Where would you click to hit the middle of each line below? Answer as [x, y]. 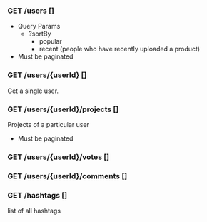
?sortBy [40, 34]
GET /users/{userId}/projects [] [63, 109]
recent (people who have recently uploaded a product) [120, 49]
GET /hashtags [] [37, 195]
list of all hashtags [34, 211]
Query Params [39, 26]
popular [50, 41]
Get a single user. [33, 91]
